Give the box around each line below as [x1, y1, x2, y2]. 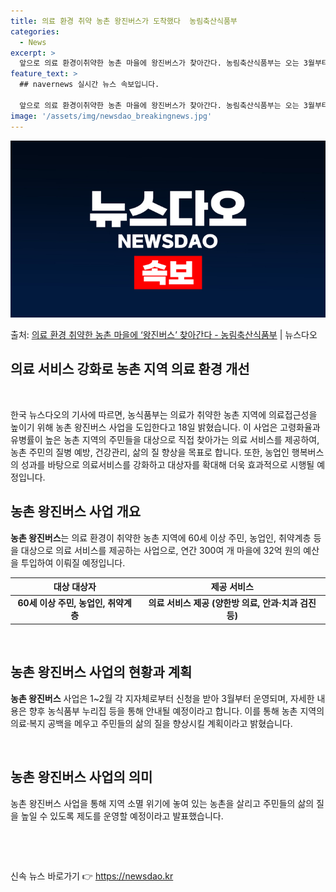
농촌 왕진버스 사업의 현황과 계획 [10, 664, 193, 681]
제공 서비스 [210, 581, 254, 593]
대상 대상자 [53, 581, 97, 593]
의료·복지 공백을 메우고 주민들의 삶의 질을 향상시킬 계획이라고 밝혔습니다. [10, 717, 293, 729]
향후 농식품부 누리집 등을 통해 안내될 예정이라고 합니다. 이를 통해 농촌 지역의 [28, 705, 325, 717]
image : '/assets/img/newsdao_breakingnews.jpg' [10, 111, 213, 121]
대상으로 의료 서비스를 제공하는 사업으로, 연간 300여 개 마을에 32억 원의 [20, 544, 302, 556]
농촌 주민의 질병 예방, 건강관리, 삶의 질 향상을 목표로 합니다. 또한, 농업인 [10, 446, 290, 458]
